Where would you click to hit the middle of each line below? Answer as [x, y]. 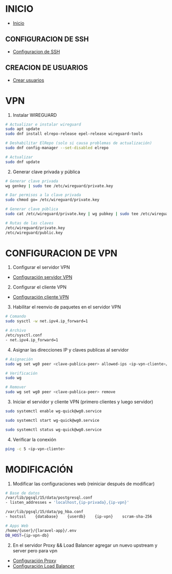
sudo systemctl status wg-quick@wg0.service [53, 429]
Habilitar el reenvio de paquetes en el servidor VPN [67, 307]
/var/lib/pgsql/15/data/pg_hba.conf [44, 512]
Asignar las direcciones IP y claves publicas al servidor [71, 350]
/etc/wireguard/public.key [34, 233]
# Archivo [16, 331]
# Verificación [21, 373]
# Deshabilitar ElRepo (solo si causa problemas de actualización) [79, 143]
